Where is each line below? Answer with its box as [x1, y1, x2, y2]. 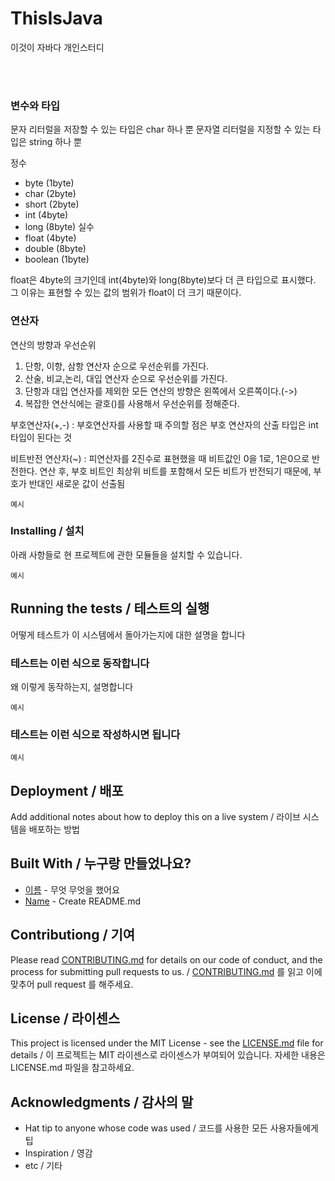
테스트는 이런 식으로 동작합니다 [10, 656, 150, 670]
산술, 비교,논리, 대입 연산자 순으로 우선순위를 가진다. [24, 372, 228, 384]
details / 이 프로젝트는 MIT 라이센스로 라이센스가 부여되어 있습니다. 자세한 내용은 [10, 1049, 326, 1061]
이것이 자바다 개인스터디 [10, 41, 105, 53]
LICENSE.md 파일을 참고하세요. [10, 1062, 135, 1074]
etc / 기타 [24, 1160, 63, 1172]
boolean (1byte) [24, 253, 90, 266]
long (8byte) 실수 [24, 221, 95, 233]
